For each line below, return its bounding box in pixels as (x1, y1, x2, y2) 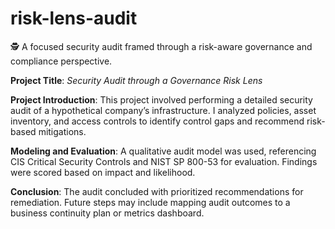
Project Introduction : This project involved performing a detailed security (10, 93, 313, 106)
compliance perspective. (10, 55, 113, 67)
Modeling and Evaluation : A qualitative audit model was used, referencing (10, 145, 317, 157)
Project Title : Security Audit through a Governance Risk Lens (10, 74, 263, 86)
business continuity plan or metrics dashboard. (10, 207, 205, 219)
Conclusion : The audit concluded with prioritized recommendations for (10, 185, 304, 197)
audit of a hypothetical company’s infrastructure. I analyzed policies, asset (10, 104, 317, 116)
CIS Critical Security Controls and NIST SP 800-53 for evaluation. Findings (10, 155, 318, 167)
